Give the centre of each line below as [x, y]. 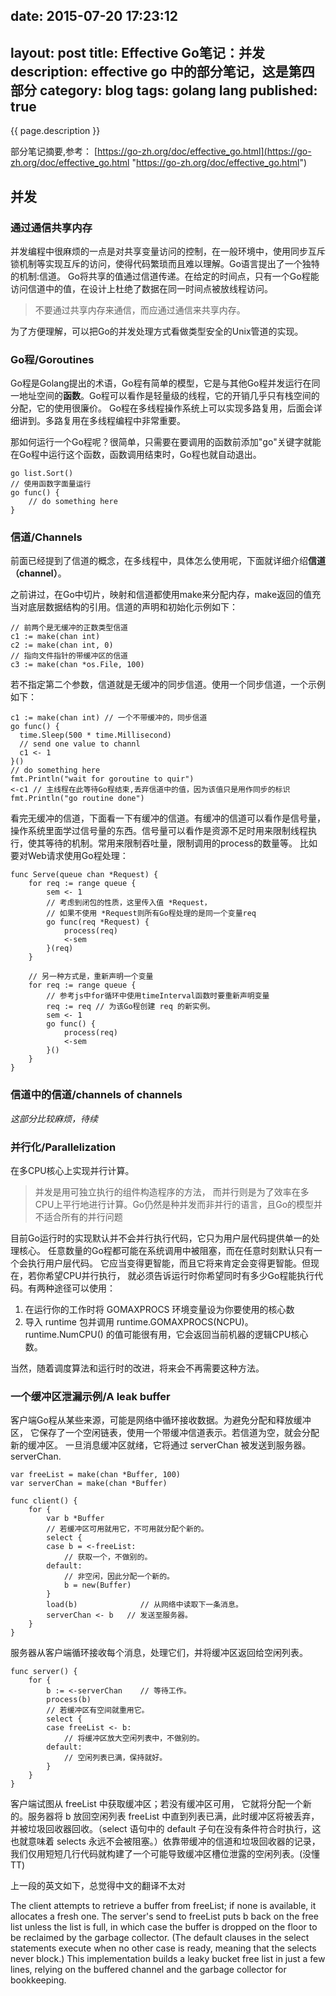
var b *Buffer [75, 1519]
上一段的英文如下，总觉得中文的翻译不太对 [98, 1886]
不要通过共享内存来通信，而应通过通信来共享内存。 [140, 310]
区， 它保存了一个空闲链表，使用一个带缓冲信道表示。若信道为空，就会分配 [165, 1433]
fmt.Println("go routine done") [77, 799]
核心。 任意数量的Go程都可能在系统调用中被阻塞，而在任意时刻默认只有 [166, 1251]
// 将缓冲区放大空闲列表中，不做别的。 [134, 1739]
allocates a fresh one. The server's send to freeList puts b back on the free [164, 1916]
